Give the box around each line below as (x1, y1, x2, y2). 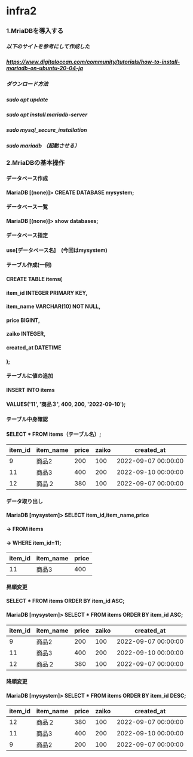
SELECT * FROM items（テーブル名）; (6, 430, 102, 438)
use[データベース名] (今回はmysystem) (6, 246, 108, 254)
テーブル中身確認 (6, 415, 48, 423)
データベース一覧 (6, 203, 48, 210)
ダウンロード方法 (6, 80, 48, 88)
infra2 (6, 4, 37, 18)
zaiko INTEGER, (6, 330, 46, 337)
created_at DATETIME (6, 344, 62, 351)
